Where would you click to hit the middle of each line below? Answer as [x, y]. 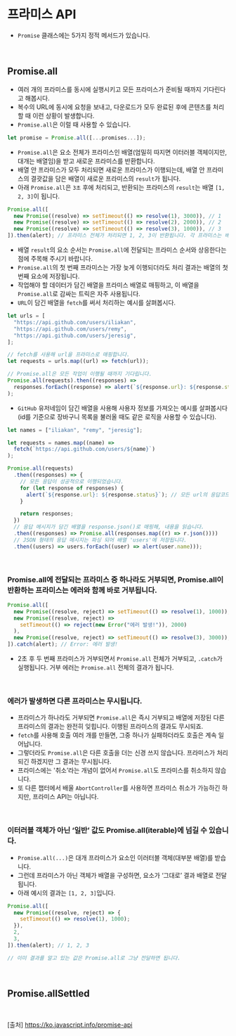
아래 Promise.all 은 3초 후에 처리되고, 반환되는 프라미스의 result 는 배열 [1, [121, 187]
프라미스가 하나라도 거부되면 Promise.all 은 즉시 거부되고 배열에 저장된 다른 [121, 717]
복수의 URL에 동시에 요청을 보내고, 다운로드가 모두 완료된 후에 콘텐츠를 [114, 107]
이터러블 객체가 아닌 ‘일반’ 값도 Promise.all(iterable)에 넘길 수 [107, 831]
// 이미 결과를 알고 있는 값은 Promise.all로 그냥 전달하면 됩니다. [94, 958]
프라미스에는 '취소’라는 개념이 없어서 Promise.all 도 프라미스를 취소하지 [115, 770]
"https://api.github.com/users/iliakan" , [75, 322]
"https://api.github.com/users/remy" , [71, 329]
